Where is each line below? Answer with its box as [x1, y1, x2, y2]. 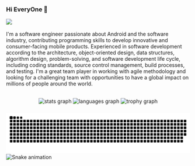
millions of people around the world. [6, 80, 93, 87]
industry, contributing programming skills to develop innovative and [6, 37, 168, 44]
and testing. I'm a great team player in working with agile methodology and [6, 68, 186, 75]
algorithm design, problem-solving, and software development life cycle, [6, 56, 181, 63]
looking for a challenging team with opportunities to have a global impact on [6, 74, 189, 81]
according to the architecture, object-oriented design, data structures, [6, 49, 175, 56]
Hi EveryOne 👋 [6, 5, 48, 13]
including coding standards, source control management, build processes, [6, 61, 185, 69]
